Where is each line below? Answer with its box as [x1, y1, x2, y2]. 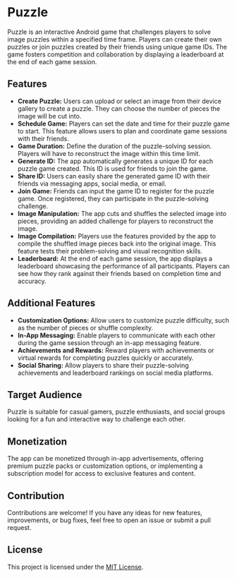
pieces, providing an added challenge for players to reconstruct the [17, 217, 214, 225]
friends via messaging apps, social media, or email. [17, 179, 167, 188]
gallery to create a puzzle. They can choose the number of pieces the [17, 104, 221, 113]
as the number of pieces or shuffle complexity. [17, 323, 154, 332]
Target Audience [7, 389, 83, 401]
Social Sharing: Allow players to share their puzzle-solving [17, 361, 189, 369]
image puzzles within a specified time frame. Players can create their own [7, 35, 222, 43]
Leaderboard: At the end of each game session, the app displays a [17, 254, 213, 263]
